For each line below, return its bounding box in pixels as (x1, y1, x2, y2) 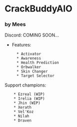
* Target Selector (16, 73, 55, 78)
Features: (11, 42, 32, 48)
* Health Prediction (16, 60, 59, 65)
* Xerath (13, 105, 32, 110)
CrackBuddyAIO (4, 3, 73, 14)
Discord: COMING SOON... (4, 32, 59, 38)
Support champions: (4, 82, 47, 88)
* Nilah (13, 113, 29, 119)
